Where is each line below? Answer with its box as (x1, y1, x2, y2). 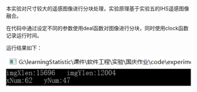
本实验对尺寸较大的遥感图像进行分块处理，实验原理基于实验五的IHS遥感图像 (6, 5, 189, 12)
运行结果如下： (6, 44, 42, 51)
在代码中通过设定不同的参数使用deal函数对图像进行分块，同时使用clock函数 (6, 25, 189, 31)
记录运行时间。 (6, 32, 42, 39)
